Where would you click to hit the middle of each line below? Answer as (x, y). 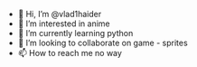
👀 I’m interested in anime (64, 24)
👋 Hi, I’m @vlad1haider (60, 14)
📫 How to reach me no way (70, 53)
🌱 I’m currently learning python (75, 33)
